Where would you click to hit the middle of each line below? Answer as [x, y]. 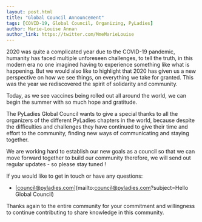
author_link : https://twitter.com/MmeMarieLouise [70, 35]
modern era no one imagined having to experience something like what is [98, 65]
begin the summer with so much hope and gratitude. [72, 102]
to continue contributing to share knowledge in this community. [85, 212]
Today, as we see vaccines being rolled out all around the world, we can [96, 96]
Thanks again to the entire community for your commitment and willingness [101, 206]
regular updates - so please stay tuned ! [56, 164]
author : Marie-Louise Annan [42, 29]
